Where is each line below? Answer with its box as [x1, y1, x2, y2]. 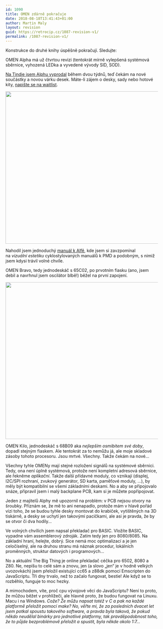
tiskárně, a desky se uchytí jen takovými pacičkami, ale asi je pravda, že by [5, 513, 155, 519]
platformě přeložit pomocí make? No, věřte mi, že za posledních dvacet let [5, 603, 154, 609]
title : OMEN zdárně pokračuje [5, 12, 67, 16]
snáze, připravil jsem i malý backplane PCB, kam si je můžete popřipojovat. [5, 488, 155, 494]
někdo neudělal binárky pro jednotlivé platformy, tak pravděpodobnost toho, [5, 613, 158, 619]
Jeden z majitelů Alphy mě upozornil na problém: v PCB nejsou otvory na [5, 498, 151, 503]
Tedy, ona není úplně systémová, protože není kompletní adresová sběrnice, [5, 468, 158, 473]
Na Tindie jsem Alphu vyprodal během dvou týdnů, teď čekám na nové [5, 71, 147, 77]
